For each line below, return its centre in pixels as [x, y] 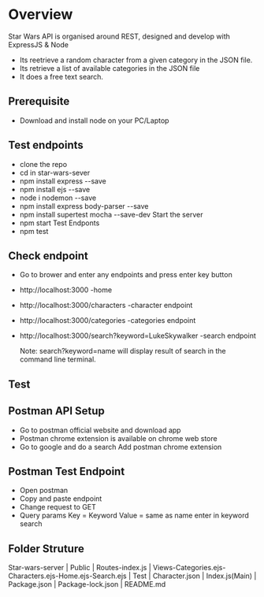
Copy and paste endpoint [61, 499]
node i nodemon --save [58, 198]
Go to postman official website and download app [100, 430]
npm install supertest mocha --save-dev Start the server [111, 214]
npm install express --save [63, 181]
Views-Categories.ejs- [189, 568]
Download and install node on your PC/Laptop [94, 121]
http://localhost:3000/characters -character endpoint [106, 306]
